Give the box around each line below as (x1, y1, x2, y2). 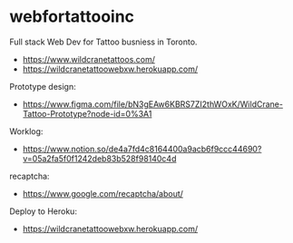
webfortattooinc (9, 6, 134, 27)
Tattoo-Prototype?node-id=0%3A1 (22, 108, 152, 119)
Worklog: (9, 125, 44, 137)
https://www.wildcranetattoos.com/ (22, 53, 156, 64)
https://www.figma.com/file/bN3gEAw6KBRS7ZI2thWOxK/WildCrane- (22, 98, 284, 110)
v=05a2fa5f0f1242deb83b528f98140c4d (22, 152, 177, 164)
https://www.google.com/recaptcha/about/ (22, 188, 184, 199)
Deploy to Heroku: (9, 206, 77, 217)
